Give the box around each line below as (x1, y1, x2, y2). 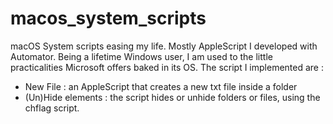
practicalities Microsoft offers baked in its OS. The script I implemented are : (10, 61, 324, 73)
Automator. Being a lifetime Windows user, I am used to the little (10, 50, 273, 62)
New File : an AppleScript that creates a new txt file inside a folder (24, 80, 298, 92)
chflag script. (24, 102, 80, 114)
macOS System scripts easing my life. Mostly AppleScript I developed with (10, 40, 318, 52)
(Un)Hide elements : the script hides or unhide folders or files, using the (24, 91, 321, 103)
